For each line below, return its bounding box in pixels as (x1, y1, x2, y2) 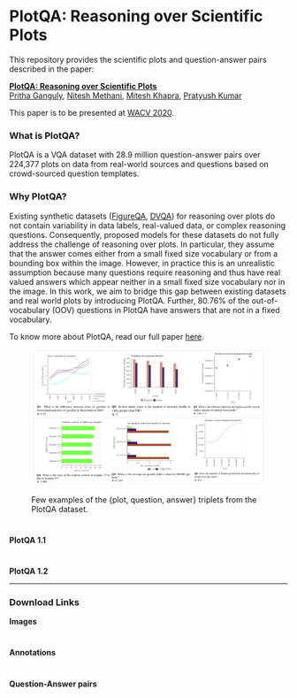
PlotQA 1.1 (9, 534, 47, 545)
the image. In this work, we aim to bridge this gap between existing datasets (9, 286, 286, 296)
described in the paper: (9, 64, 95, 74)
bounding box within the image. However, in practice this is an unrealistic (9, 257, 276, 268)
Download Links (9, 595, 80, 608)
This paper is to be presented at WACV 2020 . (9, 107, 175, 118)
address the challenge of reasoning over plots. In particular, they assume (9, 239, 275, 249)
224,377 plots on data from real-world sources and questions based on (9, 159, 270, 170)
